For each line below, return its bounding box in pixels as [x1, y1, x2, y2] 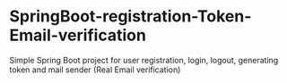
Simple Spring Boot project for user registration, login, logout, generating [9, 54, 279, 65]
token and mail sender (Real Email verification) [9, 64, 181, 75]
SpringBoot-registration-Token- [9, 6, 252, 27]
